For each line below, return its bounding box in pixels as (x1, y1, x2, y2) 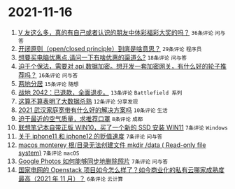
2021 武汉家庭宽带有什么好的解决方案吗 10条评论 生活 (17, 106, 169, 114)
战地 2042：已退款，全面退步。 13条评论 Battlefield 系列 (17, 88, 183, 97)
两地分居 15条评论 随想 (17, 79, 79, 87)
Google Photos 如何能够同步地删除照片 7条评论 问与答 (17, 157, 169, 165)
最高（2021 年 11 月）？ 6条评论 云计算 (17, 174, 124, 183)
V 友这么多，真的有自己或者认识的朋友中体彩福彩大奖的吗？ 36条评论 (17, 28, 214, 36)
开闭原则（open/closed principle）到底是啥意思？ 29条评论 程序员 (17, 44, 202, 52)
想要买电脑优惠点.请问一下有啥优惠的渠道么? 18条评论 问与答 (17, 53, 187, 62)
